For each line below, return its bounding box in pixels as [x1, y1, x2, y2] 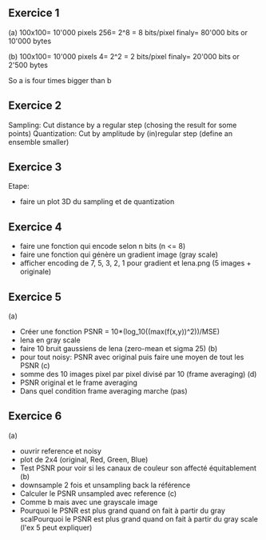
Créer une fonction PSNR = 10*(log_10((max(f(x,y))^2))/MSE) [19, 327, 220, 337]
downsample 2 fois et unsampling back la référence [19, 480, 191, 490]
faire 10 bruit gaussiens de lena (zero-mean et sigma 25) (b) [19, 344, 218, 354]
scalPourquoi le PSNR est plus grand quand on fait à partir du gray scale [19, 514, 258, 523]
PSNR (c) [19, 361, 50, 370]
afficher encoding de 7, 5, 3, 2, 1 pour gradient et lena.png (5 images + [19, 258, 252, 268]
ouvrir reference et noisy [19, 446, 102, 455]
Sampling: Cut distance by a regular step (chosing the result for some [8, 120, 237, 130]
